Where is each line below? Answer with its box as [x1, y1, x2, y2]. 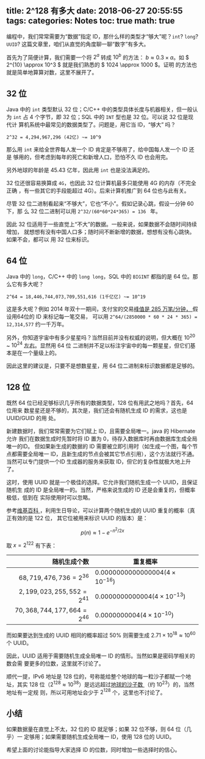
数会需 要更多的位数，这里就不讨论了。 [6, 660, 104, 667]
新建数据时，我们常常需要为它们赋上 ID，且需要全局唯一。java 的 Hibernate [6, 427, 196, 435]
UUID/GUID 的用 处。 [6, 415, 59, 422]
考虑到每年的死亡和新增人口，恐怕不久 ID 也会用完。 [39, 153, 171, 161]
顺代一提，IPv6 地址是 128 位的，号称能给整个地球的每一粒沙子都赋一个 [6, 673, 186, 680]
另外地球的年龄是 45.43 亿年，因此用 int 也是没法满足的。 [6, 167, 153, 174]
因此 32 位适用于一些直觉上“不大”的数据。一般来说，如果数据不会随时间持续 [6, 220, 197, 228]
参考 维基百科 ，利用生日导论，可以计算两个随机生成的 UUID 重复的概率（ [6, 507, 190, 514]
